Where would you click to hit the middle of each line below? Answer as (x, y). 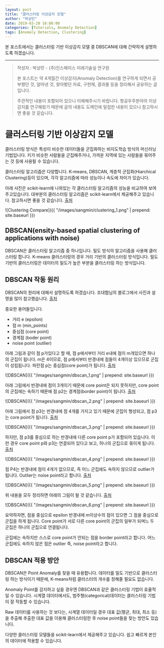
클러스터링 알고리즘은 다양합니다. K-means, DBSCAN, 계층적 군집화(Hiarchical (81, 171)
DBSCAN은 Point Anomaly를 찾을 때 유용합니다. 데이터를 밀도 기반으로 (73, 573)
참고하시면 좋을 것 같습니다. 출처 (42, 200)
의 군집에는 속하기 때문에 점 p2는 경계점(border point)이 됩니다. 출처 (70, 391)
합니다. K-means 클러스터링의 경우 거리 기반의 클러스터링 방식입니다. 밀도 (88, 256)
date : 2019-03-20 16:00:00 (32, 23)
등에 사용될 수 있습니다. (38, 161)
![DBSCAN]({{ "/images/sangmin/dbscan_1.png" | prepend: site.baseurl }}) (80, 375)
